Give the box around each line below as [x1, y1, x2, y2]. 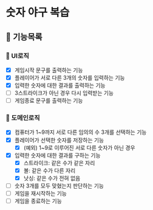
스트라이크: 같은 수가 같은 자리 [23, 159, 95, 166]
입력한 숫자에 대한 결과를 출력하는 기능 [14, 82, 106, 89]
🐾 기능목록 [5, 32, 43, 42]
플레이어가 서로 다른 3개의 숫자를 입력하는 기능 [14, 74, 125, 81]
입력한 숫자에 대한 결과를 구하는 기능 [14, 152, 101, 159]
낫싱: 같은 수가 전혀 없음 [23, 174, 81, 181]
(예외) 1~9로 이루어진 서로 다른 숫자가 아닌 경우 [23, 144, 135, 151]
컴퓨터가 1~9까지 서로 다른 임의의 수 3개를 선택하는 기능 [14, 128, 147, 136]
